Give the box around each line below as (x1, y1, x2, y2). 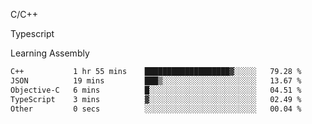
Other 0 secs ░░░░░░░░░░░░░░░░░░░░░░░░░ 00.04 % (10, 104, 302, 114)
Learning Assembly (10, 47, 90, 59)
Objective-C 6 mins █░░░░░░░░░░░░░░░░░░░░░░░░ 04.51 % (10, 85, 302, 95)
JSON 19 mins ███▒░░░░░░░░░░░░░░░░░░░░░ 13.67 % (10, 75, 302, 86)
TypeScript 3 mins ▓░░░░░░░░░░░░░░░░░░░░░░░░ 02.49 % (10, 94, 302, 104)
